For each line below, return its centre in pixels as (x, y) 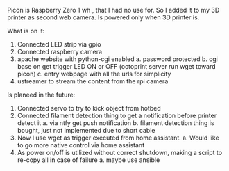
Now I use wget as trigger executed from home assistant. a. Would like (118, 138)
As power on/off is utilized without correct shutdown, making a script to (120, 153)
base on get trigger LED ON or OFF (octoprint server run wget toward (117, 66)
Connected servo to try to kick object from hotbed (89, 108)
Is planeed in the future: (41, 95)
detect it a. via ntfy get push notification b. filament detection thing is (116, 123)
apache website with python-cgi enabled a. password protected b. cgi (118, 59)
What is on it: (26, 31)
